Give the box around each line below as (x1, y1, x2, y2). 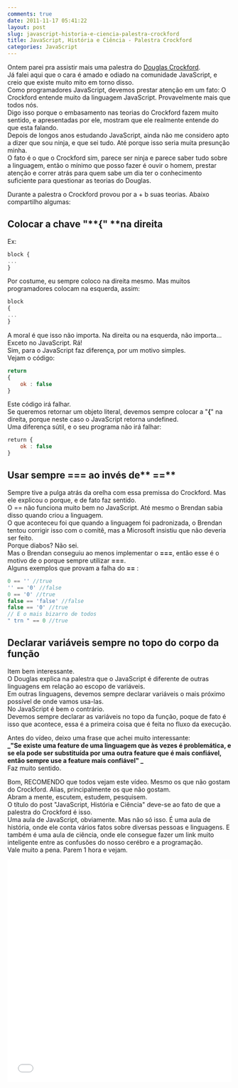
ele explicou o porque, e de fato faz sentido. (7, 496, 137, 504)
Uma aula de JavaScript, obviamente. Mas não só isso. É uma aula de (7, 815, 211, 823)
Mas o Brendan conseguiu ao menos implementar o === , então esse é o (7, 548, 220, 557)
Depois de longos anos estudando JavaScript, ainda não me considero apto (7, 131, 229, 139)
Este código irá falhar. (7, 400, 71, 409)
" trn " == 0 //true (7, 617, 69, 624)
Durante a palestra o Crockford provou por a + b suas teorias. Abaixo (7, 190, 210, 198)
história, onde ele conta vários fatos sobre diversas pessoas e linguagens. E (7, 823, 230, 831)
